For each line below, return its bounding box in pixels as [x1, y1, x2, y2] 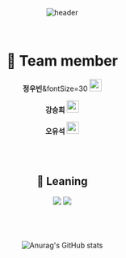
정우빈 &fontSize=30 [22, 84, 88, 93]
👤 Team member [6, 52, 119, 71]
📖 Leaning [36, 174, 88, 188]
